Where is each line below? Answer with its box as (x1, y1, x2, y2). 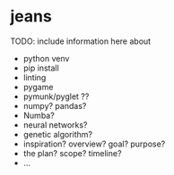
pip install (22, 62, 59, 73)
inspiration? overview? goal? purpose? (22, 138, 166, 149)
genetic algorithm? (22, 129, 93, 139)
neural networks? (22, 119, 88, 130)
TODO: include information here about (10, 36, 152, 46)
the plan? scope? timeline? (22, 147, 122, 158)
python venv (22, 53, 70, 63)
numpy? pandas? (22, 100, 87, 111)
